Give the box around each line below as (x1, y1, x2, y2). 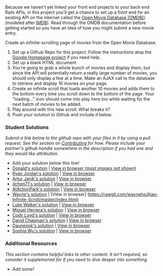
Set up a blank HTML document (12, 60, 77, 65)
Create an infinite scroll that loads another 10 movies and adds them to (12, 86, 155, 91)
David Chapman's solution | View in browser (12, 218, 102, 224)
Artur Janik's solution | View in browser (12, 176, 92, 182)
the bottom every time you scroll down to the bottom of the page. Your (12, 91, 155, 97)
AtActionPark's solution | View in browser (12, 186, 96, 192)
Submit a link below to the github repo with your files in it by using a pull (5, 135, 151, 141)
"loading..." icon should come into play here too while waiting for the (12, 96, 150, 102)
